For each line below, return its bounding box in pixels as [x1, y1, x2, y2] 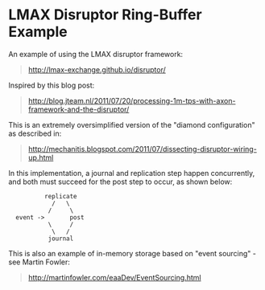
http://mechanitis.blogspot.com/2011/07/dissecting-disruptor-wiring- [27, 144, 258, 153]
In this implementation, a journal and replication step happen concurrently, [8, 168, 255, 178]
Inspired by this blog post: [8, 80, 95, 90]
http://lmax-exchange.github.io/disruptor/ [27, 64, 167, 74]
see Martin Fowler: [8, 257, 70, 267]
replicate [43, 192, 78, 200]
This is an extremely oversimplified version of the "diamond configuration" [8, 120, 255, 129]
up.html [27, 153, 54, 162]
